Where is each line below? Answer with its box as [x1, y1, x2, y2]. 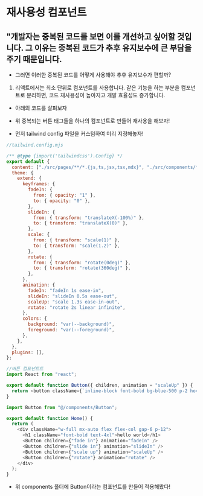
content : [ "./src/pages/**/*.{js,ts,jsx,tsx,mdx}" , [11, 164, 145, 170]
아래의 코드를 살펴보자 [14, 104, 68, 112]
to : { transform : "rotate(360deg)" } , [33, 265, 131, 272]
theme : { [11, 170, 34, 176]
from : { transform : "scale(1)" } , [33, 237, 120, 243]
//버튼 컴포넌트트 [6, 366, 44, 372]
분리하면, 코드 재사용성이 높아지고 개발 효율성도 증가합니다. [26, 92, 166, 98]
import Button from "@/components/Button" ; [6, 404, 118, 410]
